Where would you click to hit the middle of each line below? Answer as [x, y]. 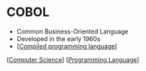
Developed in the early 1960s [58, 38]
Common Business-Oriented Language [72, 31]
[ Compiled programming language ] [67, 46]
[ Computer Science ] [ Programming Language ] [73, 59]
